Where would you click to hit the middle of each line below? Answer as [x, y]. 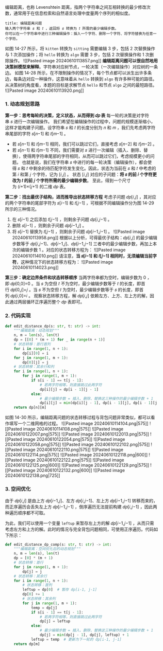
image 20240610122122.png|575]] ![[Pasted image [74, 460]
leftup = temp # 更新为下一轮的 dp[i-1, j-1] [76, 639]
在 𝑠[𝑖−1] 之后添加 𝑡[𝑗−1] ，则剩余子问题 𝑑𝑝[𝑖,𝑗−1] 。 [62, 219]
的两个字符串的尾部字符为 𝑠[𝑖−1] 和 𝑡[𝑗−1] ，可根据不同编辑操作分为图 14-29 [80, 203]
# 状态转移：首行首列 [32, 344]
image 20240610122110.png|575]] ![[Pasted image [73, 450]
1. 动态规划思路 [23, 104]
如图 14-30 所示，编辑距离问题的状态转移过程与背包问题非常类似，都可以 [78, 417]
